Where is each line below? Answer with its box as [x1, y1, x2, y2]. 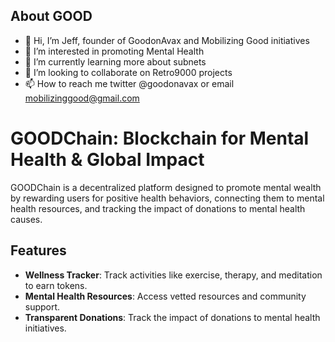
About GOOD [10, 8, 93, 25]
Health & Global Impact [10, 149, 205, 171]
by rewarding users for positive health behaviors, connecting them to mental [10, 192, 325, 204]
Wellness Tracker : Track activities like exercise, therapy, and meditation [24, 269, 323, 281]
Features [10, 242, 67, 259]
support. [24, 300, 61, 313]
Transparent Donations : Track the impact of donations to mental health [24, 311, 321, 323]
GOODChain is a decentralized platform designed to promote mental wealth [10, 181, 322, 193]
